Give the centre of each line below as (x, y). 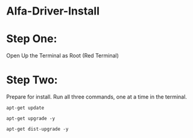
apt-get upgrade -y (31, 119)
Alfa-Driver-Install (53, 11)
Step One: (32, 39)
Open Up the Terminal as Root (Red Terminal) (63, 56)
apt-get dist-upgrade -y (37, 129)
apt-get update (25, 108)
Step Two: (32, 80)
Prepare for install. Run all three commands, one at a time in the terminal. (96, 97)
